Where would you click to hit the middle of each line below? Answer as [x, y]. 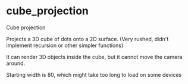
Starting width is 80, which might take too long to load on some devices [94, 74]
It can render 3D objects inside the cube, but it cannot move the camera [94, 57]
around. [16, 63]
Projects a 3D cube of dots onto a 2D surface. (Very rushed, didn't [87, 39]
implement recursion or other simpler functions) [65, 45]
